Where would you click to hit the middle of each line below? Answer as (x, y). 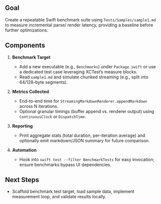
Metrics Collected (31, 92)
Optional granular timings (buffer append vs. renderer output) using (87, 111)
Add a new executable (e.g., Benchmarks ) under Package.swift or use (88, 66)
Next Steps (22, 180)
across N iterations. (39, 106)
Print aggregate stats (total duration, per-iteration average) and (82, 135)
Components (25, 46)
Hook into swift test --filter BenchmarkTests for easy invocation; (87, 159)
